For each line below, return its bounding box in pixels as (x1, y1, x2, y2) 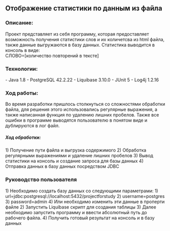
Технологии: (5, 65, 38, 72)
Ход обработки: (5, 134, 41, 140)
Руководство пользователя (5, 176, 77, 183)
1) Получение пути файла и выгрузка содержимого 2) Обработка (5, 147, 147, 153)
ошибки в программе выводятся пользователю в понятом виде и (5, 117, 148, 124)
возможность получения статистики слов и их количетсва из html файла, (5, 36, 165, 42)
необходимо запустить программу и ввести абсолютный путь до (5, 209, 147, 215)
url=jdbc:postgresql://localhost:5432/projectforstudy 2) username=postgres (5, 193, 165, 199)
